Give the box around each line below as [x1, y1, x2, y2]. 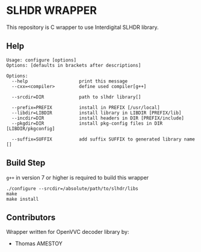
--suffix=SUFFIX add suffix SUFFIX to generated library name [11, 136, 196, 142]
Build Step [6, 158, 46, 168]
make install [6, 196, 39, 202]
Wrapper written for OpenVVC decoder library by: [6, 228, 129, 236]
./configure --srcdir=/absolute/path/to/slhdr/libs [6, 185, 138, 192]
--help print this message [11, 78, 128, 84]
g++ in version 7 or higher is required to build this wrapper [6, 174, 149, 181]
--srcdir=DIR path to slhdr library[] [11, 94, 141, 100]
